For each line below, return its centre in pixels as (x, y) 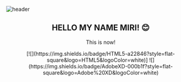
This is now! (101, 42)
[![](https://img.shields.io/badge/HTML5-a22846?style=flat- (101, 53)
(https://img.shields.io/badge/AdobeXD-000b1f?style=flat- (101, 66)
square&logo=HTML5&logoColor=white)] (97, 60)
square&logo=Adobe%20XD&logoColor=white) (101, 72)
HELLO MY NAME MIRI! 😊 (101, 28)
